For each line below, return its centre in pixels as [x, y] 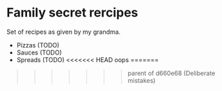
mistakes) [142, 80]
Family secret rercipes [72, 13]
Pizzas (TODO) [38, 45]
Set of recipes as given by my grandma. [64, 32]
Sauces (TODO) [39, 52]
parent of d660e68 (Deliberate [172, 73]
